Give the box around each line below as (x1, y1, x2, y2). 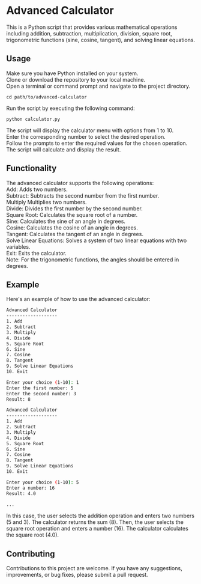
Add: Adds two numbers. (6, 186, 68, 193)
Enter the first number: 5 (6, 385, 74, 391)
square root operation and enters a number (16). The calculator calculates (6, 525, 189, 532)
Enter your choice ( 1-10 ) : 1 (6, 379, 79, 385)
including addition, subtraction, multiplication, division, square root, (6, 29, 173, 37)
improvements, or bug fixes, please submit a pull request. (6, 571, 148, 579)
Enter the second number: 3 (6, 391, 77, 397)
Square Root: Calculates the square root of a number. (6, 211, 138, 218)
